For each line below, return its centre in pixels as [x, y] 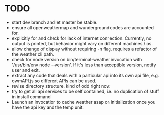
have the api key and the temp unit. [48, 107]
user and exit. [26, 70]
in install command [31, 96]
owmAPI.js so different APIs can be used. [54, 81]
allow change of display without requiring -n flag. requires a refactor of [84, 49]
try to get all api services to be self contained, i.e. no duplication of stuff [85, 91]
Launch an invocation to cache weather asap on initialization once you [83, 102]
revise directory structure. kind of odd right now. [61, 86]
